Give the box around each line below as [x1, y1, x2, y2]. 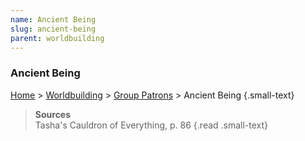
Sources [34, 108, 72, 120]
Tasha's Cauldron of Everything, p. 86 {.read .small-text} [34, 119, 269, 131]
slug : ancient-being [10, 24, 97, 34]
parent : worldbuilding [10, 33, 105, 43]
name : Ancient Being [10, 14, 97, 25]
